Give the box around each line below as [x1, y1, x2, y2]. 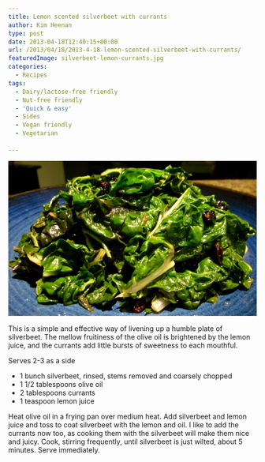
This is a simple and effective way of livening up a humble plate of [8, 324, 223, 333]
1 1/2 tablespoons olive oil [19, 379, 103, 389]
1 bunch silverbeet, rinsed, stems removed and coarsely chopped [19, 371, 233, 381]
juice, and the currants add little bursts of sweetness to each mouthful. [8, 340, 238, 350]
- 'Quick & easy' [15, 104, 73, 112]
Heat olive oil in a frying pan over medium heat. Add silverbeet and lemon [8, 411, 247, 421]
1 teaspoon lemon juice [19, 396, 95, 406]
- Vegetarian [15, 130, 58, 137]
